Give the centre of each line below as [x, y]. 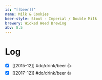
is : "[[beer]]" [20, 10]
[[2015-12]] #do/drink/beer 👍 [42, 66]
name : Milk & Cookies [27, 14]
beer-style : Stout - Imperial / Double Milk [51, 19]
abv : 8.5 [14, 28]
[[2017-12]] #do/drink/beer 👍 [42, 73]
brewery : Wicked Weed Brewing [36, 23]
